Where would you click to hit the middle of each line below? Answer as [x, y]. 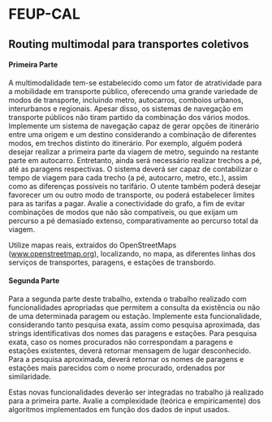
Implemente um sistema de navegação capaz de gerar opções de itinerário [134, 126]
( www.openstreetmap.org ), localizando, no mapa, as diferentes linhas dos [132, 253]
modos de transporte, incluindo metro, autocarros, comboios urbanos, [126, 100]
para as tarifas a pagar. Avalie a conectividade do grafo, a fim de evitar [127, 203]
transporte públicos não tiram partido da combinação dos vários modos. [129, 117]
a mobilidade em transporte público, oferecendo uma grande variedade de [133, 91]
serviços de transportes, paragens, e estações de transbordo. [112, 262]
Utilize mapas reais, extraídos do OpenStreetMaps [93, 245]
